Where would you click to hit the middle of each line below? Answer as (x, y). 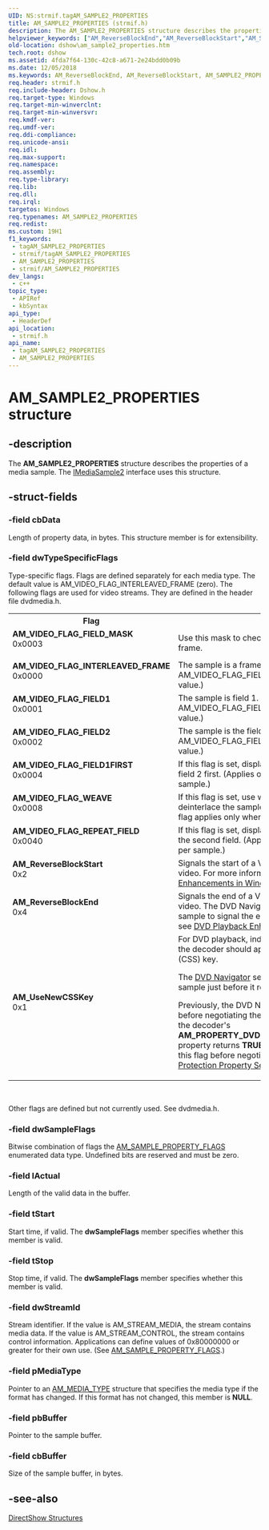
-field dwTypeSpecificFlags (63, 558)
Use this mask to (209, 637)
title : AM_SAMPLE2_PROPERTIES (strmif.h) (78, 23)
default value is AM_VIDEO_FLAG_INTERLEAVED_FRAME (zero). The (121, 584)
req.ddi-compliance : (43, 135)
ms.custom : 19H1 (35, 232)
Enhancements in (211, 883)
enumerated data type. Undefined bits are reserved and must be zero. (124, 1155)
